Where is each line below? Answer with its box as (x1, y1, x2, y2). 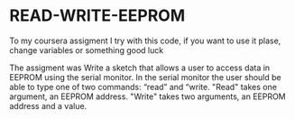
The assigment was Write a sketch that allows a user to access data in (9, 62, 271, 73)
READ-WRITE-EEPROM (9, 5, 186, 26)
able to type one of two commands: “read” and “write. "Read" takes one (9, 81, 278, 92)
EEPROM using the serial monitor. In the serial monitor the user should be (9, 71, 281, 82)
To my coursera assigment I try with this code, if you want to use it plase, (9, 35, 281, 46)
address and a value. (9, 100, 88, 111)
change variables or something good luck (9, 44, 164, 55)
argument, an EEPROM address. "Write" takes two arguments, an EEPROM (9, 91, 286, 102)
